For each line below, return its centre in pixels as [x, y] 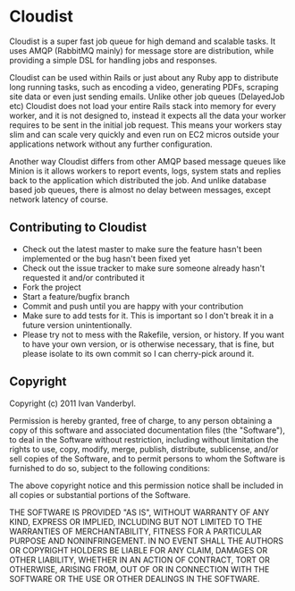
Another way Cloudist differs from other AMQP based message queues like [147, 161]
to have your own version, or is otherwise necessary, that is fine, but [148, 344]
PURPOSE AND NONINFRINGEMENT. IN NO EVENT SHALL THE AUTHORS [147, 540]
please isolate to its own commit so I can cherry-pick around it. [138, 353]
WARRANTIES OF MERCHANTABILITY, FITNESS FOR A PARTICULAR [135, 531]
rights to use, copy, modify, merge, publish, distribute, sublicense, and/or [144, 449]
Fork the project [52, 287]
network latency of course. [59, 199]
